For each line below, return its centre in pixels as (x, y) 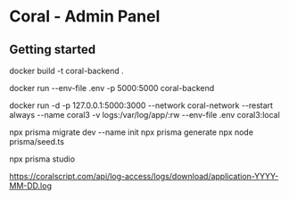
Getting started (53, 50)
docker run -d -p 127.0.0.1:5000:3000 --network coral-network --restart (141, 105)
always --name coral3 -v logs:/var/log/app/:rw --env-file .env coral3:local (145, 115)
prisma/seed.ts (37, 142)
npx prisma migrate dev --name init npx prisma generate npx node (132, 132)
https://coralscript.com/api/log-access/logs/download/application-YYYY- (144, 176)
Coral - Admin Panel (85, 17)
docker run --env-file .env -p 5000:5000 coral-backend (112, 88)
